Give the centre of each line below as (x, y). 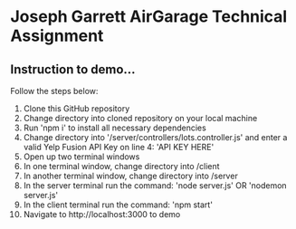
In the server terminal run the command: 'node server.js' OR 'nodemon (155, 186)
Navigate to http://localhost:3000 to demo (102, 214)
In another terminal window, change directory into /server (130, 176)
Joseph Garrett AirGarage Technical (149, 17)
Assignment (57, 36)
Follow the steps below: (54, 91)
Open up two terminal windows (81, 157)
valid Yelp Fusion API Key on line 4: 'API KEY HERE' (119, 147)
